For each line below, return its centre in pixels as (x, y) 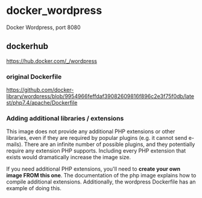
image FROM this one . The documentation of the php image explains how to (101, 176)
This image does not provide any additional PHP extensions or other (91, 131)
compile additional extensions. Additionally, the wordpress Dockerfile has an (101, 182)
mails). (14, 144)
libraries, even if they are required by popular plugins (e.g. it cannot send (97, 138)
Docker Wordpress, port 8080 (43, 27)
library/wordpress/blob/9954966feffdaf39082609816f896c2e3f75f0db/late (100, 96)
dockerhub (27, 46)
